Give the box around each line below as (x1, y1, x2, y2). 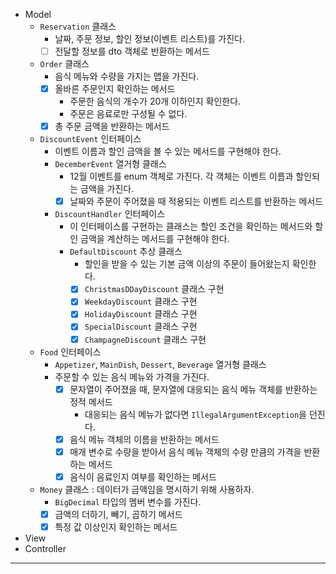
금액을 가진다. (80, 183, 135, 195)
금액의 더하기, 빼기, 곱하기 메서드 (54, 508, 183, 520)
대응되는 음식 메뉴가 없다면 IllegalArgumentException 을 (84, 408, 307, 420)
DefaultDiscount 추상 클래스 (69, 245, 183, 258)
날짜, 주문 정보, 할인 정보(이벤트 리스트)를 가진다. (54, 33, 245, 44)
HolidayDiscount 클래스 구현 (84, 308, 198, 320)
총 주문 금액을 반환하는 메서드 (54, 120, 170, 133)
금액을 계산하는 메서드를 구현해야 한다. (80, 233, 230, 245)
